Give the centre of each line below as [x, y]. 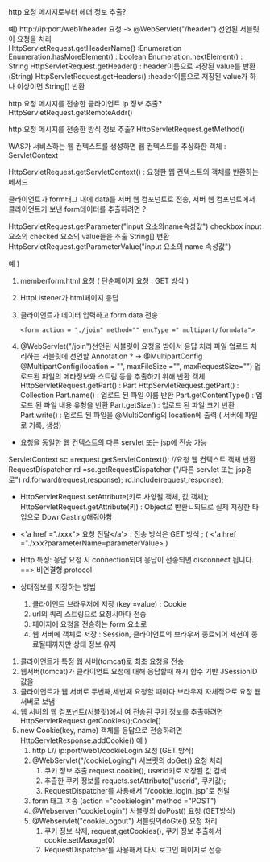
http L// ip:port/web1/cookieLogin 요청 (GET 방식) [113, 750]
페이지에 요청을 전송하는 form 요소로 [89, 624]
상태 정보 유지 [95, 644]
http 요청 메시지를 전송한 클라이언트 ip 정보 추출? [85, 104]
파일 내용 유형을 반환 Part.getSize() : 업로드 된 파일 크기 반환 [139, 405]
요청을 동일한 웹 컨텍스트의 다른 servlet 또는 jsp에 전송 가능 [114, 442]
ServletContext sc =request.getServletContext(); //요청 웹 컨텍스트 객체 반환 [132, 459]
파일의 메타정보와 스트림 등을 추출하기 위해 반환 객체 [123, 376]
